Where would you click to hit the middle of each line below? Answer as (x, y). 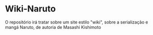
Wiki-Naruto (31, 9)
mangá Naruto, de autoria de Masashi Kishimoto (53, 27)
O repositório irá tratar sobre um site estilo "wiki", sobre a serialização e (77, 22)
